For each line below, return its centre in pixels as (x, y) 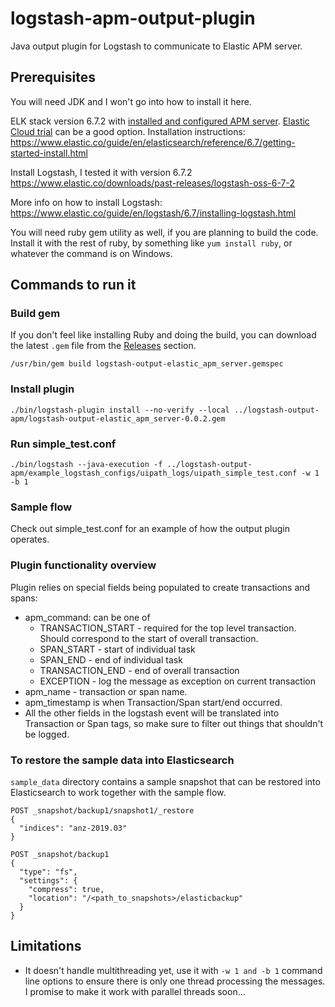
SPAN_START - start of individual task (117, 649)
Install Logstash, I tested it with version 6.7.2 (101, 172)
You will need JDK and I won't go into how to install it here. (131, 101)
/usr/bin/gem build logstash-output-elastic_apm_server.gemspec (147, 364)
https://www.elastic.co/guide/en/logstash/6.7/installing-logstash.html (153, 213)
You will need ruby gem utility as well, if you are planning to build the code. (164, 232)
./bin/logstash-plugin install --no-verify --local (120, 410)
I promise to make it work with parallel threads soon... (135, 991)
